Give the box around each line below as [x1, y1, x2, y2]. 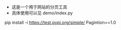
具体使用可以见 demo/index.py [11, 10, 73, 16]
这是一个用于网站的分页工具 [11, 4, 68, 10]
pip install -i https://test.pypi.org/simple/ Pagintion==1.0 [4, 20, 116, 25]
